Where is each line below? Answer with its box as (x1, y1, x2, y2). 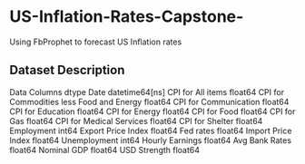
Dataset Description (9, 63, 125, 78)
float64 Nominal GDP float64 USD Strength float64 (9, 144, 201, 155)
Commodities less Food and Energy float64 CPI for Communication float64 (9, 96, 290, 107)
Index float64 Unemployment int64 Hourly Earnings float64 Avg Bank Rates (9, 134, 292, 146)
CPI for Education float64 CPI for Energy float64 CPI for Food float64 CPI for (9, 106, 296, 117)
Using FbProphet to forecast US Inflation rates (9, 36, 182, 47)
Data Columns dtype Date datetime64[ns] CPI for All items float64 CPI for (9, 86, 284, 97)
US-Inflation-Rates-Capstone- (9, 6, 244, 27)
